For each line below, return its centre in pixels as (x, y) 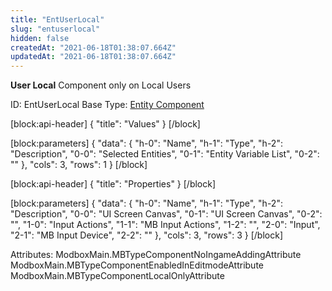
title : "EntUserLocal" (57, 19)
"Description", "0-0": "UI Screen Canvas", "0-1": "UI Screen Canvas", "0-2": (166, 214)
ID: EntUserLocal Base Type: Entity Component (107, 105)
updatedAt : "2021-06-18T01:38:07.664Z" (93, 57)
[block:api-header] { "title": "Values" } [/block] (105, 124)
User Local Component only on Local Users (101, 85)
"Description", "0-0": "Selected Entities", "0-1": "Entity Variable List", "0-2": (165, 154)
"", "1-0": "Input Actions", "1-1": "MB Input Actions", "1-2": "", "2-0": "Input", (165, 225)
